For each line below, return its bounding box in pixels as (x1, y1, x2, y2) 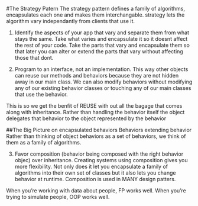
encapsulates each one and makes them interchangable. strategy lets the (6, 11, 185, 18)
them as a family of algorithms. (6, 139, 82, 146)
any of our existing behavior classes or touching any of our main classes (14, 85, 191, 91)
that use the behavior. (14, 91, 68, 98)
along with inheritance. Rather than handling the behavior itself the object (6, 109, 185, 115)
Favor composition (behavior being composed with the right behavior (14, 150, 184, 157)
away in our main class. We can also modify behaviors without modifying (14, 78, 193, 85)
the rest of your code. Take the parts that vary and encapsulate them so (14, 41, 190, 49)
